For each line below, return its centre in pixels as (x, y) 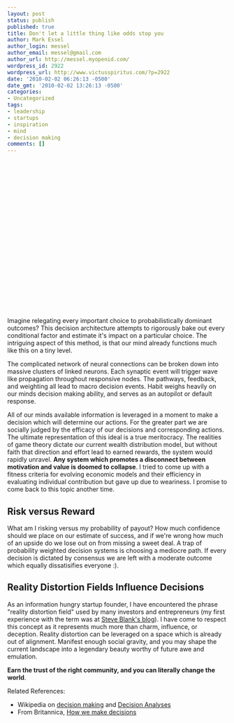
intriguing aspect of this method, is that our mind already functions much (112, 343)
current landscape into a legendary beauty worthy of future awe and (106, 649)
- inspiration (28, 124)
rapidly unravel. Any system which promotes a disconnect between (107, 460)
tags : (15, 105)
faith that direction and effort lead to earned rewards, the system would (110, 452)
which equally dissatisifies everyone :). (63, 565)
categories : (24, 92)
